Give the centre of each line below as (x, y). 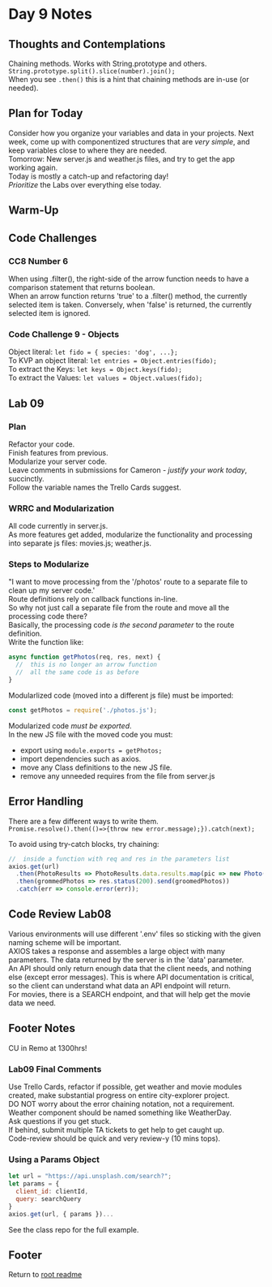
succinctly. (26, 478)
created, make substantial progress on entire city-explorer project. (119, 1095)
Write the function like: (46, 642)
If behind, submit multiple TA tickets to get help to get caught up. (117, 1129)
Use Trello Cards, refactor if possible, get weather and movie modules (125, 1086)
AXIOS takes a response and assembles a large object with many (117, 951)
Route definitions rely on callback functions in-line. (93, 599)
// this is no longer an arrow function (87, 665)
